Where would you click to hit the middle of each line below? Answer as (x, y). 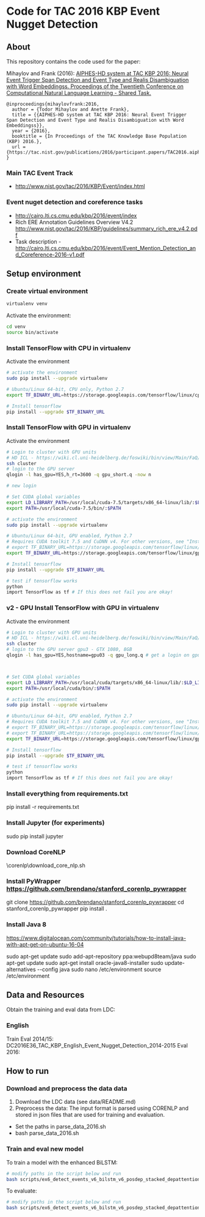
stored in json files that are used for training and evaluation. (90, 1115)
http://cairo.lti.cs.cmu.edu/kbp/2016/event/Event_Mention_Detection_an (106, 248)
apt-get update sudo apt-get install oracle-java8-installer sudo (85, 962)
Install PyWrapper (34, 881)
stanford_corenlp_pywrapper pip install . (57, 909)
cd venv (16, 327)
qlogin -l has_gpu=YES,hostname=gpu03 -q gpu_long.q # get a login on (98, 655)
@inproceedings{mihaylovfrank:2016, (53, 104)
